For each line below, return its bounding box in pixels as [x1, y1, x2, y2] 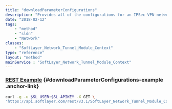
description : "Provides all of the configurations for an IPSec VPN [5, 12, 155, 17]
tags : [5, 21, 17, 27]
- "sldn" [14, 31, 33, 36]
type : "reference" [5, 50, 45, 55]
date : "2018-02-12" [5, 17, 47, 22]
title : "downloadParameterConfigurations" [5, 7, 97, 13]
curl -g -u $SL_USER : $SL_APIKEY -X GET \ [5, 94, 95, 99]
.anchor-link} [5, 83, 39, 90]
